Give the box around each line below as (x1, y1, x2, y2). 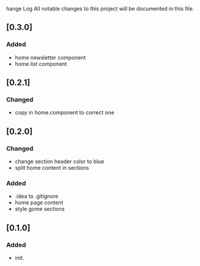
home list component (14, 60, 67, 68)
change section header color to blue (14, 158, 104, 165)
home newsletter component (14, 54, 86, 61)
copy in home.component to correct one (14, 109, 115, 116)
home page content (14, 199, 64, 206)
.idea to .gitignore (14, 192, 59, 200)
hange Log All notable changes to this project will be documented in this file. (6, 5, 195, 12)
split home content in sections (14, 164, 90, 172)
